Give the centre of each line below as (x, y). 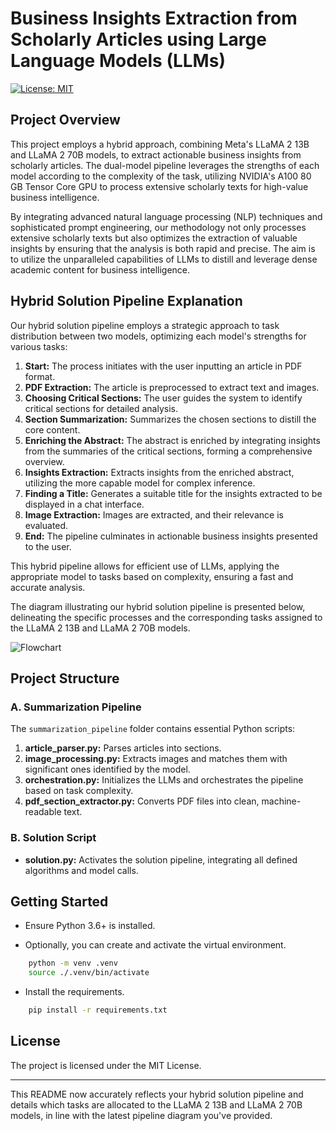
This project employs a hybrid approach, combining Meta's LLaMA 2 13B (160, 144)
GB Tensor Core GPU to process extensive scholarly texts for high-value (159, 186)
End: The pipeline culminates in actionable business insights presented (171, 536)
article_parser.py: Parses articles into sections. (123, 748)
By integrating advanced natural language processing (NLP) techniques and (166, 216)
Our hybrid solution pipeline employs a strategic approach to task (145, 325)
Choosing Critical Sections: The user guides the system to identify (163, 398)
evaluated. (46, 525)
